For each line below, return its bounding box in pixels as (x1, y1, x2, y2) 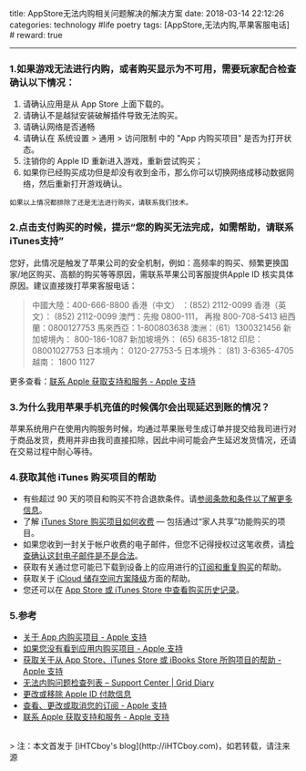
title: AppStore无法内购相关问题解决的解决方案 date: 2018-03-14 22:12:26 (9, 8, 285, 18)
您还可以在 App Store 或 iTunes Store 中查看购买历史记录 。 (22, 584, 244, 595)
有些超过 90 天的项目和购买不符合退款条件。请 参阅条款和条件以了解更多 (22, 493, 293, 504)
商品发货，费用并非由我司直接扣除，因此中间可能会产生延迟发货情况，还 (16, 434, 289, 445)
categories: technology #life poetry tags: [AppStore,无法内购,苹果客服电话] (9, 19, 290, 30)
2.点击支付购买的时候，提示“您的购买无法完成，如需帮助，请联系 (9, 221, 294, 234)
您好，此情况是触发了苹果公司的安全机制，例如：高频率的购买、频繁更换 (9, 257, 280, 268)
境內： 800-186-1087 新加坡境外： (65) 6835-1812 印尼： (47, 334, 264, 344)
